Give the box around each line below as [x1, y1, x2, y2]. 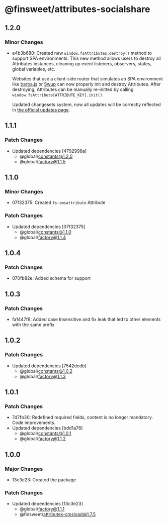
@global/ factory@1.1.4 [19, 234, 66, 240]
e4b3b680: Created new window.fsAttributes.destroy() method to [12, 50, 152, 56]
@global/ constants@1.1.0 [19, 229, 71, 235]
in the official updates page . [12, 107, 70, 113]
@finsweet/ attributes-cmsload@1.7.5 [19, 511, 96, 517]
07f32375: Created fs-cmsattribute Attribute [12, 199, 106, 205]
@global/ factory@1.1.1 [19, 506, 65, 512]
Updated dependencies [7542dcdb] [12, 363, 87, 369]
